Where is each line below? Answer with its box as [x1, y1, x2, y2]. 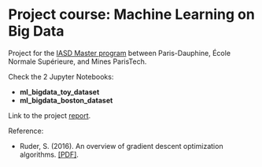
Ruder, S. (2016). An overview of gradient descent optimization [19, 141, 223, 150]
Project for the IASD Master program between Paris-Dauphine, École [8, 48, 231, 58]
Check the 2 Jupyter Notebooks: [8, 72, 114, 81]
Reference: [8, 126, 44, 135]
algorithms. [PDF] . [19, 150, 79, 159]
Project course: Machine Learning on [8, 6, 256, 24]
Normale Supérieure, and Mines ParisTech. [8, 57, 147, 66]
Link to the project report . [8, 110, 91, 120]
